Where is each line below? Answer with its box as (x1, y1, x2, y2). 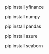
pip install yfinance (5, 4, 44, 10)
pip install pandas (5, 23, 41, 29)
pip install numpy (5, 14, 40, 19)
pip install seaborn (5, 43, 43, 49)
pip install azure (5, 33, 38, 39)
